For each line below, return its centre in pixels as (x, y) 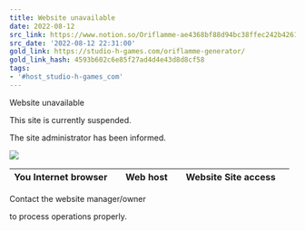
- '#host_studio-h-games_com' (67, 77)
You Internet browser (61, 177)
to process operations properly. (68, 216)
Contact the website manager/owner (78, 198)
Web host (147, 177)
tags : (20, 69)
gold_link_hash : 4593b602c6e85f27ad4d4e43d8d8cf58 (107, 60)
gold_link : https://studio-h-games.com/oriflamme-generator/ (128, 52)
